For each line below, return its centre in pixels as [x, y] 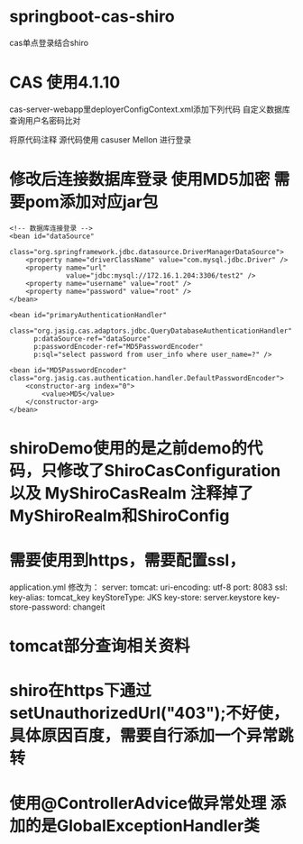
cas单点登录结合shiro [49, 42]
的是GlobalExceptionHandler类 [142, 826]
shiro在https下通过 [80, 691]
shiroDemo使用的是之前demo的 [129, 448]
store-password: [40, 607]
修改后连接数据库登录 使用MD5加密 [140, 180]
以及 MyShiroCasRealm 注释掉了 [132, 493]
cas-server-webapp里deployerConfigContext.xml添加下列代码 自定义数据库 [150, 109]
